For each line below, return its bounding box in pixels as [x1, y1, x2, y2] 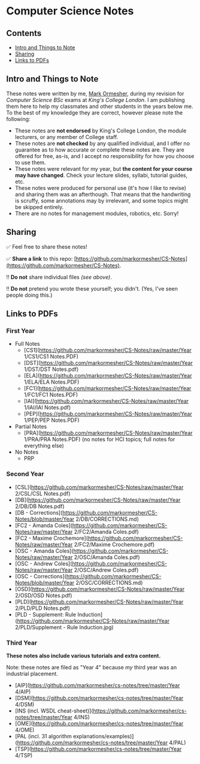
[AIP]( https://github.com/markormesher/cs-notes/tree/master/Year [14, 681, 180, 688]
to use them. [14, 159, 46, 166]
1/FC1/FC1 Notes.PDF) [23, 391, 78, 398]
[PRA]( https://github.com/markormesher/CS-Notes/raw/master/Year [23, 430, 193, 437]
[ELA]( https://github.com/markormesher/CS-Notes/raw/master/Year [23, 372, 192, 379]
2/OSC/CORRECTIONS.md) [75, 579, 143, 586]
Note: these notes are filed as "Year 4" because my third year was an [6, 663, 177, 671]
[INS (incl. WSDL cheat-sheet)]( [14, 707, 94, 714]
